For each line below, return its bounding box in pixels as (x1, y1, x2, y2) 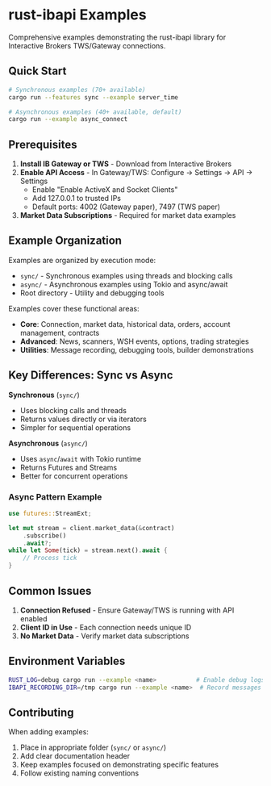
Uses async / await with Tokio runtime (19, 454, 142, 463)
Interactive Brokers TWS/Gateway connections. (8, 40, 166, 50)
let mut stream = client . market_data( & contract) (8, 524, 175, 532)
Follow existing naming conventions (19, 768, 140, 778)
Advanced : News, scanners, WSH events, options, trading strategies (19, 337, 249, 346)
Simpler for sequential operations (19, 422, 131, 433)
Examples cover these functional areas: (8, 303, 140, 313)
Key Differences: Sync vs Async (8, 369, 173, 383)
